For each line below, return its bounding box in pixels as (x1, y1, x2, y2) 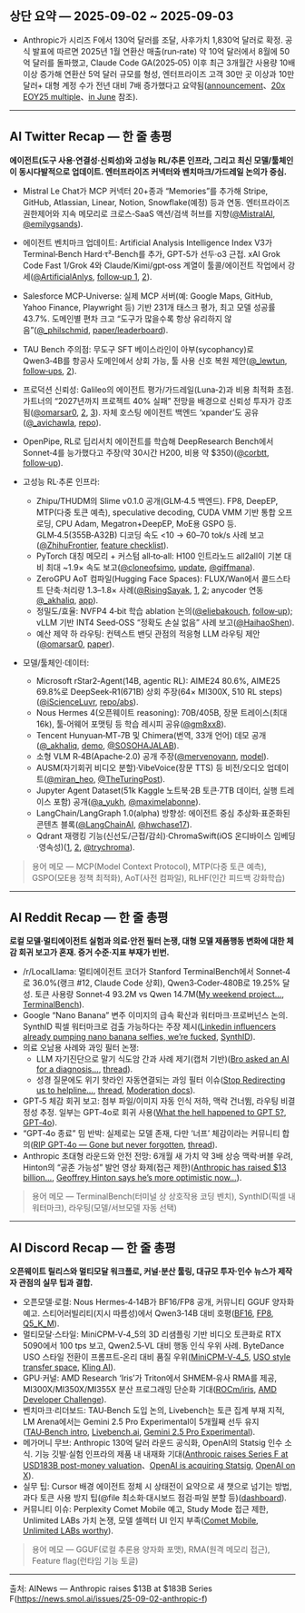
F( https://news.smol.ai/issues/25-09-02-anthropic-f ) (9, 1593, 208, 1605)
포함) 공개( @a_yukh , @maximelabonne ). (53, 796, 202, 806)
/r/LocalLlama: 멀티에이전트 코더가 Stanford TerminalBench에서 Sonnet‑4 (22, 966, 290, 977)
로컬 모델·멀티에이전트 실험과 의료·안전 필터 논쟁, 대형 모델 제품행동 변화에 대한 (9, 935, 285, 946)
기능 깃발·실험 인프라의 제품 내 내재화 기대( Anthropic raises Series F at (34, 1449, 289, 1460)
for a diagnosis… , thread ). (35, 1064, 133, 1074)
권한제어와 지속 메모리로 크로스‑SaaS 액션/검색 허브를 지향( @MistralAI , (22, 208, 276, 219)
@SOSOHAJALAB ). (107, 739, 180, 751)
